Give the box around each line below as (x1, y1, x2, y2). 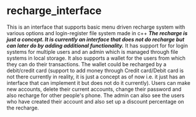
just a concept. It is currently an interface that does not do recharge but (6, 36, 185, 43)
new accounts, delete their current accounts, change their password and (6, 85, 181, 92)
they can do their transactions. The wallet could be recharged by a (6, 60, 167, 68)
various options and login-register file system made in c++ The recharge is (6, 29, 188, 36)
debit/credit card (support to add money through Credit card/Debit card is (6, 67, 184, 74)
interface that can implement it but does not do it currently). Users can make (6, 79, 191, 86)
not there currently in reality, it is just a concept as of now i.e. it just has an (6, 73, 185, 80)
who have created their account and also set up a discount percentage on (6, 98, 184, 105)
